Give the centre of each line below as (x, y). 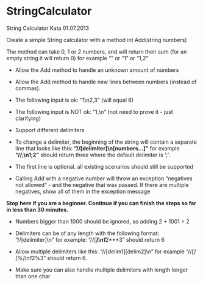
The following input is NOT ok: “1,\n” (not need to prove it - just (94, 111)
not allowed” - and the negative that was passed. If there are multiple (102, 185)
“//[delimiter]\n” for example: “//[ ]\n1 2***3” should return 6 (90, 239)
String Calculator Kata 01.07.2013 (48, 28)
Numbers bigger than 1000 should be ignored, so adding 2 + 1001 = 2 (102, 221)
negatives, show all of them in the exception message (83, 191)
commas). (28, 88)
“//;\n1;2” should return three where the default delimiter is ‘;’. (93, 155)
